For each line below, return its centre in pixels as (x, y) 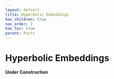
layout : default (22, 10)
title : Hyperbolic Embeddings (37, 15)
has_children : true (26, 19)
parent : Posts (20, 33)
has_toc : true (20, 29)
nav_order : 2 (19, 24)
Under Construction (27, 72)
